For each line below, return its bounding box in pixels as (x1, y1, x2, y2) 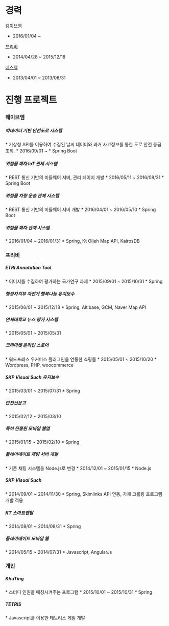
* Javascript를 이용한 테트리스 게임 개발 (5, 615, 85, 621)
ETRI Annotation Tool (5, 265, 52, 271)
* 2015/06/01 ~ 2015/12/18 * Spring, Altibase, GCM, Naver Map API (5, 304, 147, 310)
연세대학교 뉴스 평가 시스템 (5, 317, 58, 323)
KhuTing (5, 576, 24, 582)
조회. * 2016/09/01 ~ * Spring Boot (5, 148, 78, 154)
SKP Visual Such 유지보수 (5, 374, 60, 380)
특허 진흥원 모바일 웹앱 (5, 425, 50, 432)
